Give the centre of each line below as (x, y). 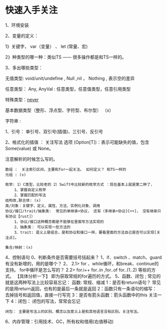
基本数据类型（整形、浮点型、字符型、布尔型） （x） (59, 110)
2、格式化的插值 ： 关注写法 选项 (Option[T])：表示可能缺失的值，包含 (77, 142)
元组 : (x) (16, 175)
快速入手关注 (32, 10)
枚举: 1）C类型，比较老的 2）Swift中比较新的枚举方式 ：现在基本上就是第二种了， (80, 184)
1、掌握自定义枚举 (30, 190)
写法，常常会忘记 (63, 301)
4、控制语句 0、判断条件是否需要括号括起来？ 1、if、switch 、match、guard (83, 257)
